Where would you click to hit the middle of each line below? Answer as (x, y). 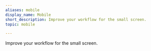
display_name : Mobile (28, 15)
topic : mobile (20, 24)
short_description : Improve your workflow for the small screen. (76, 19)
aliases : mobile (22, 10)
